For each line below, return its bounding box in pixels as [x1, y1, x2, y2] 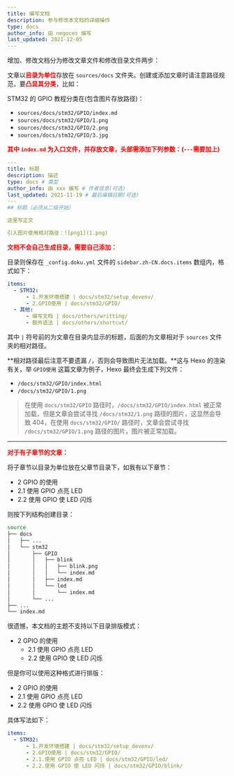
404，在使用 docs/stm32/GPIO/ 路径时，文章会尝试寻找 [32, 418, 189, 426]
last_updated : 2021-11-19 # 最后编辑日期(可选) [7, 191, 139, 199]
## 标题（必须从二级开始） [7, 204, 75, 211]
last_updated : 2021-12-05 [7, 36, 82, 43]
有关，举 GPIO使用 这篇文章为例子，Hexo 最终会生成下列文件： [7, 365, 185, 373]
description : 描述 [7, 172, 58, 178]
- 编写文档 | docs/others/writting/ [25, 313, 128, 320]
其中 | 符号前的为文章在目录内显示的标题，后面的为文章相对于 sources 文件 [7, 333, 223, 341]
